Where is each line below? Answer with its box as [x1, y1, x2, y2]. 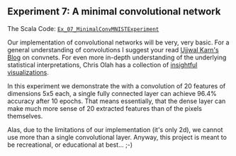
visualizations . [7, 68, 50, 76]
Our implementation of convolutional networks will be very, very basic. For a [7, 38, 230, 47]
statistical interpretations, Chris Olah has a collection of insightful [7, 60, 198, 69]
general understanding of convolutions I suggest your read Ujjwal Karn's [7, 45, 219, 54]
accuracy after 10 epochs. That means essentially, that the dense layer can [7, 97, 226, 105]
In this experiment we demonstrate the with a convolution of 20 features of [7, 81, 226, 90]
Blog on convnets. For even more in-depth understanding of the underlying [7, 53, 227, 61]
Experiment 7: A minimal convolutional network [7, 6, 221, 18]
